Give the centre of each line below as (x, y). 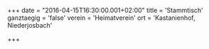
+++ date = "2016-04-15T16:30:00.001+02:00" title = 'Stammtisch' (106, 10)
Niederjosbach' (30, 25)
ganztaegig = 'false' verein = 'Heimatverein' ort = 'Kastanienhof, (101, 18)
